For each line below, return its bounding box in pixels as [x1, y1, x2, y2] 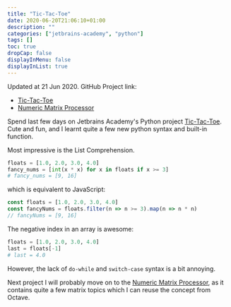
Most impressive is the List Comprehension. [7, 145, 135, 154]
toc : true [7, 43, 37, 50]
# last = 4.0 [7, 251, 46, 258]
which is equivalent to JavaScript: [7, 185, 106, 194]
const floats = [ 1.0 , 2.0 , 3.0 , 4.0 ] [7, 199, 119, 206]
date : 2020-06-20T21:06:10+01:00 [7, 17, 106, 24]
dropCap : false [7, 50, 52, 57]
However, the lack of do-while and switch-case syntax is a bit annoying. [7, 264, 215, 272]
